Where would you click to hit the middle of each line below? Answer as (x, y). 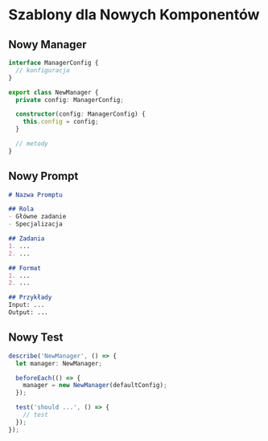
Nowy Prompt (43, 176)
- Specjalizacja (35, 224)
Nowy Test (36, 338)
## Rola (21, 209)
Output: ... (28, 312)
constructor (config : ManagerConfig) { (81, 114)
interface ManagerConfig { (54, 63)
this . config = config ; (61, 122)
